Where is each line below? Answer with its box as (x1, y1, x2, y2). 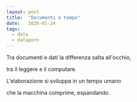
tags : (6, 25, 20, 32)
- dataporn (12, 37, 40, 43)
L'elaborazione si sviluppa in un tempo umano (6, 77, 122, 84)
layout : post (6, 8, 40, 15)
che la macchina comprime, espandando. (6, 89, 110, 96)
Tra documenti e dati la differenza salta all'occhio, (6, 54, 132, 61)
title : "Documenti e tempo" (6, 15, 80, 21)
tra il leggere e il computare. (6, 66, 77, 73)
